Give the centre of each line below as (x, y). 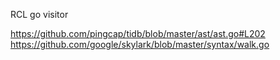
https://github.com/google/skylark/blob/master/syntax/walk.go (140, 44)
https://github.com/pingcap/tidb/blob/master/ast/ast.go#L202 (138, 33)
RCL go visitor (39, 14)
